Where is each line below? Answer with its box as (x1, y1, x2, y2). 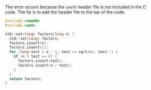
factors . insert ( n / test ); (17, 63, 73, 68)
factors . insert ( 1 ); (9, 45, 49, 50)
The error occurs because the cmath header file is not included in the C (5, 4, 146, 10)
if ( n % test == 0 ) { (14, 54, 57, 59)
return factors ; (9, 77, 42, 81)
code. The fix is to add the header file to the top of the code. (5, 9, 126, 15)
